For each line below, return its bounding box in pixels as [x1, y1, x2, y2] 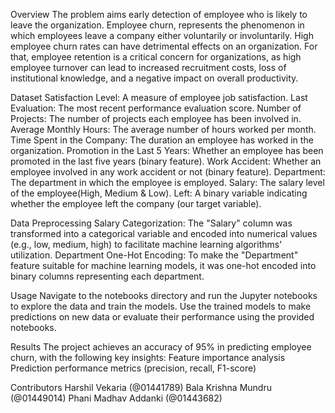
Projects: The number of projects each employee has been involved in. [10, 113, 302, 124]
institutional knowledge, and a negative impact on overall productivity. [10, 72, 299, 84]
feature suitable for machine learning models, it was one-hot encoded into [10, 260, 317, 271]
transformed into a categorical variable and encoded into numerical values [10, 228, 318, 239]
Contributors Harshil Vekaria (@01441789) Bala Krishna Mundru [10, 382, 272, 393]
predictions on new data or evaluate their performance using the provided [10, 311, 315, 323]
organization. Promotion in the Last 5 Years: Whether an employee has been [10, 145, 324, 156]
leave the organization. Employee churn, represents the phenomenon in [10, 19, 305, 31]
